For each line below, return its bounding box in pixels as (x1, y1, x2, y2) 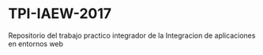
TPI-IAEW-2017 (8, 5, 112, 23)
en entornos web (8, 38, 64, 48)
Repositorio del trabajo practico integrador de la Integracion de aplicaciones (8, 31, 256, 40)
